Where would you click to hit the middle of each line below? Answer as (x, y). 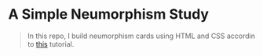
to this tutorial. (51, 44)
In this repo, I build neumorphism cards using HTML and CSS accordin (141, 36)
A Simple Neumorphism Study (109, 14)
